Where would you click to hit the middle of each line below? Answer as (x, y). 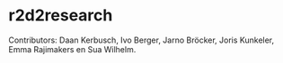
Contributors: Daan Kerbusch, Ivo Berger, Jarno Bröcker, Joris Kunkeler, (141, 40)
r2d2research (61, 16)
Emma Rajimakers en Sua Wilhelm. (72, 49)
